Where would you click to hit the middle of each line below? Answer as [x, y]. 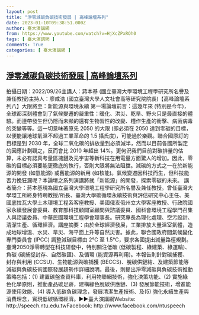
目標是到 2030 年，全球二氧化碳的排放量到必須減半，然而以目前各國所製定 [97, 143]
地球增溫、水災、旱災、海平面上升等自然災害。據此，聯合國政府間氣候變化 [102, 232]
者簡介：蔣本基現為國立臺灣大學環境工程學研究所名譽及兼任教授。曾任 [92, 187]
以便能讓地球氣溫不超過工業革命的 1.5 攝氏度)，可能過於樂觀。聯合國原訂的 [97, 136]
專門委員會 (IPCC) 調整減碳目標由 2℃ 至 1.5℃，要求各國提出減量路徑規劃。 [99, 239]
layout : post [22, 12]
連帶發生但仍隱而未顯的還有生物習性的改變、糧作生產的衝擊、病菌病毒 [107, 121]
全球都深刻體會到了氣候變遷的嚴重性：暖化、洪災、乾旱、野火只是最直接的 [97, 113]
